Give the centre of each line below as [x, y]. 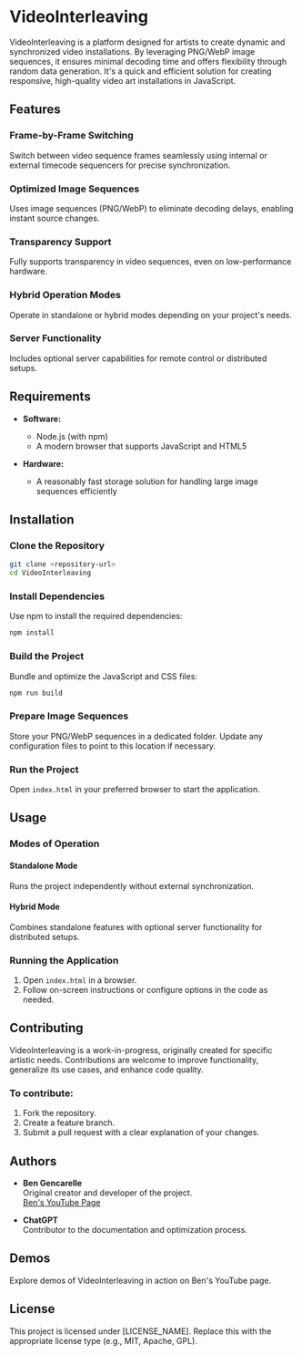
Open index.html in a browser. [80, 980]
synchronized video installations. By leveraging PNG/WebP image [132, 51]
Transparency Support [60, 242]
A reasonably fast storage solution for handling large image [147, 481]
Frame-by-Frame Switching [71, 136]
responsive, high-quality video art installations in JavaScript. [123, 80]
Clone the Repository [57, 545]
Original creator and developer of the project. [107, 1193]
